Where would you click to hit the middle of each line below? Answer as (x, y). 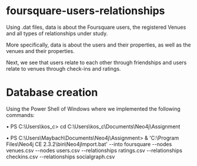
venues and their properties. (40, 51)
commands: (21, 115)
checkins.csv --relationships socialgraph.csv (61, 157)
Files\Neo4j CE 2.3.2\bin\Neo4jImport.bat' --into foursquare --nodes (89, 144)
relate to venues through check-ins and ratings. (64, 68)
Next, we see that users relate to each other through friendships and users (96, 62)
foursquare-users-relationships (86, 11)
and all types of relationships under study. (57, 33)
